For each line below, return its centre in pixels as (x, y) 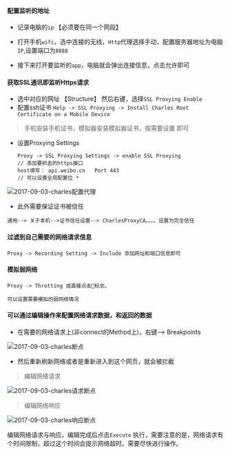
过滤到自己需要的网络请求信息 (49, 237)
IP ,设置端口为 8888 (42, 50)
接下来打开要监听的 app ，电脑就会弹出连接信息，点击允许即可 (103, 65)
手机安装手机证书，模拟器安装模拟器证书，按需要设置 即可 (106, 129)
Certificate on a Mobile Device (63, 115)
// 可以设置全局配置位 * (48, 178)
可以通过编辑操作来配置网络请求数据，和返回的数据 (80, 315)
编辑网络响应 (42, 406)
